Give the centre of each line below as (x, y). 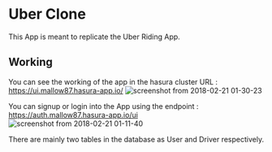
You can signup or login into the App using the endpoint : (104, 106)
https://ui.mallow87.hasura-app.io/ (66, 90)
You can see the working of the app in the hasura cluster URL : (113, 81)
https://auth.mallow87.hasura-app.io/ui (73, 115)
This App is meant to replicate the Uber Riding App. (94, 37)
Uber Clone (47, 14)
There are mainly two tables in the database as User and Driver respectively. (136, 139)
